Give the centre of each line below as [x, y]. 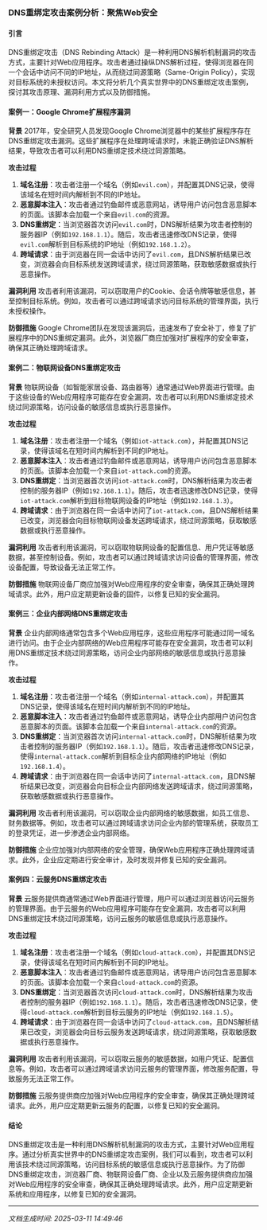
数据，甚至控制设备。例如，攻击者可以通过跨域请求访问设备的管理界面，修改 [133, 557]
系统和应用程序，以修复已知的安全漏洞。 [74, 1194]
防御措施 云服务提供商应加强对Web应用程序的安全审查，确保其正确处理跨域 [132, 1095]
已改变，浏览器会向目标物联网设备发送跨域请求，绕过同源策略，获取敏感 [138, 520]
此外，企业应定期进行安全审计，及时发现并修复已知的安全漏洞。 [126, 859]
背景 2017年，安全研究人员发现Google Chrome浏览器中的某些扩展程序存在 [130, 131]
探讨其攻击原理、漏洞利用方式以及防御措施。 [81, 92]
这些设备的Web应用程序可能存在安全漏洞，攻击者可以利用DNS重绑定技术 [134, 396]
